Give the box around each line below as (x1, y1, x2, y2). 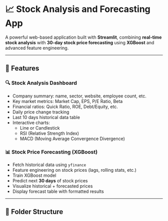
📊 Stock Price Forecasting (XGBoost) (5, 148, 98, 155)
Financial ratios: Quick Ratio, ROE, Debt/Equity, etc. (12, 103, 118, 109)
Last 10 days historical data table (12, 114, 80, 120)
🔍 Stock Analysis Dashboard (5, 79, 77, 86)
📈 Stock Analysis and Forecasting (5, 4, 151, 15)
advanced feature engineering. (5, 45, 69, 51)
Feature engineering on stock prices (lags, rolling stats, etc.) (12, 167, 136, 173)
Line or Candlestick (19, 125, 60, 131)
